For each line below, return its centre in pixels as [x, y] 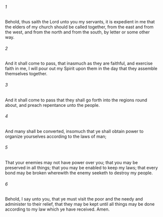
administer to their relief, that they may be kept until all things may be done [80, 204]
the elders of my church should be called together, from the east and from [79, 27]
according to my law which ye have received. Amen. [57, 209]
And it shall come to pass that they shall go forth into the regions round [76, 100]
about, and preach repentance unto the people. [52, 105]
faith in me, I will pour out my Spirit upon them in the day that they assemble [81, 68]
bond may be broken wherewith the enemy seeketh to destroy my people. [79, 173]
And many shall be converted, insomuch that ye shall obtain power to [74, 131]
